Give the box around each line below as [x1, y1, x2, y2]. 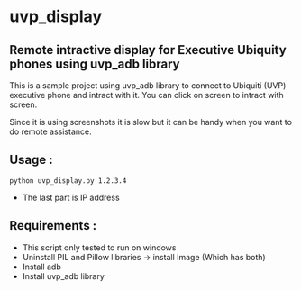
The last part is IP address [22, 192, 120, 203]
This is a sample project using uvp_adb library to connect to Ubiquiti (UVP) [9, 80, 287, 91]
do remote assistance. [9, 126, 92, 137]
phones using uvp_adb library [9, 56, 180, 71]
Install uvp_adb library [22, 270, 105, 281]
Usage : [9, 152, 54, 168]
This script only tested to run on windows [22, 241, 177, 253]
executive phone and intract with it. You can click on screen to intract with [9, 90, 284, 100]
